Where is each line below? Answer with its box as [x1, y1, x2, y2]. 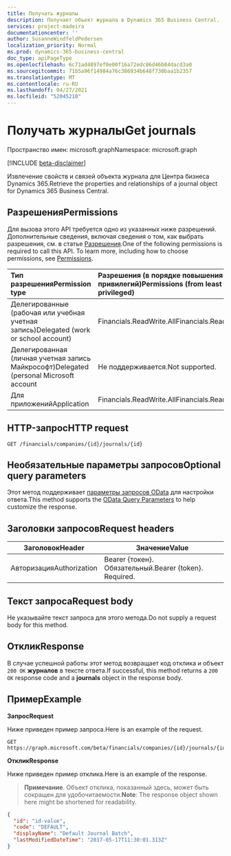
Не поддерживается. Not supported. [98, 362, 217, 371]
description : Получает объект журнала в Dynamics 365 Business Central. [7, 17, 220, 23]
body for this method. [7, 621, 69, 629]
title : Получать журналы [7, 10, 78, 17]
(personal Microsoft [10, 371, 74, 380]
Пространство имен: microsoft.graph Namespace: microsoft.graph [7, 145, 197, 153]
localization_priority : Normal [7, 42, 97, 49]
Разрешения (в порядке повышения [98, 270, 223, 280]
